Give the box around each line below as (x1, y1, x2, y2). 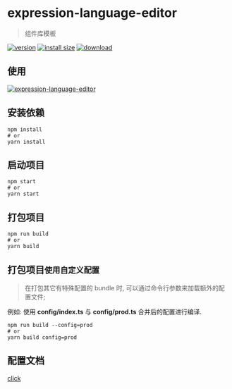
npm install (7, 125, 42, 133)
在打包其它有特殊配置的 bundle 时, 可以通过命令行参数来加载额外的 (24, 284, 219, 292)
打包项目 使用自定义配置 (7, 264, 100, 276)
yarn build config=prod (7, 334, 78, 341)
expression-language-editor (7, 5, 178, 21)
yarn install (7, 138, 46, 145)
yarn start (7, 190, 39, 198)
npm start (7, 178, 37, 185)
